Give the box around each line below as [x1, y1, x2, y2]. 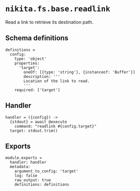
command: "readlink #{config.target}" [14, 124, 97, 129]
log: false [14, 173, 38, 178]
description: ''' [23, 74, 60, 79]
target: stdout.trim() [10, 128, 58, 133]
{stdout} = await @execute [10, 119, 67, 124]
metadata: [10, 165, 31, 170]
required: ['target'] [14, 87, 60, 93]
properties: [14, 61, 40, 66]
